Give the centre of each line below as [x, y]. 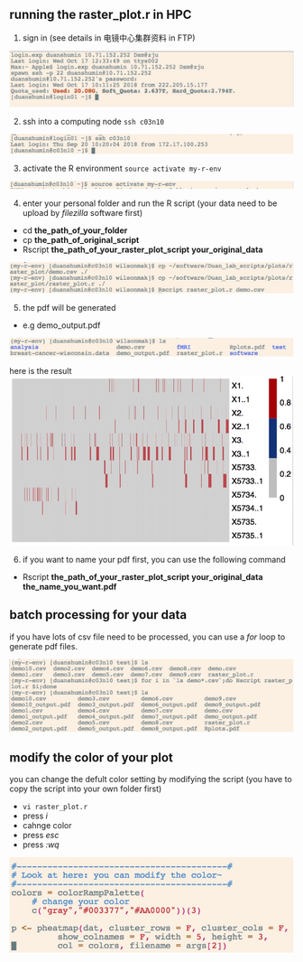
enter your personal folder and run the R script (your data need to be [150, 203]
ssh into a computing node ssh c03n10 [93, 122]
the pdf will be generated [69, 308]
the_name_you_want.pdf [69, 586]
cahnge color [47, 826]
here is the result [41, 371]
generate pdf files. [44, 646]
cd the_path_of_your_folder [75, 230]
